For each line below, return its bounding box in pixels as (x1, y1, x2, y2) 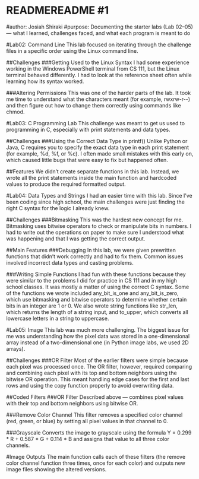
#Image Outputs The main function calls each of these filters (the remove (6, 453, 186, 460)
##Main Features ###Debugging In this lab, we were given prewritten (6, 246, 176, 253)
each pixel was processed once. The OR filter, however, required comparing (6, 363, 192, 370)
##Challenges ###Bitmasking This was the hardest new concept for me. (6, 216, 184, 223)
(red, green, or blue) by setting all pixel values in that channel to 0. (6, 417, 168, 424)
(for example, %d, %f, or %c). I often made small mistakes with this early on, (6, 150, 194, 157)
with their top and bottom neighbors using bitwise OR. (6, 399, 138, 407)
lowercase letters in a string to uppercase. (6, 315, 109, 322)
